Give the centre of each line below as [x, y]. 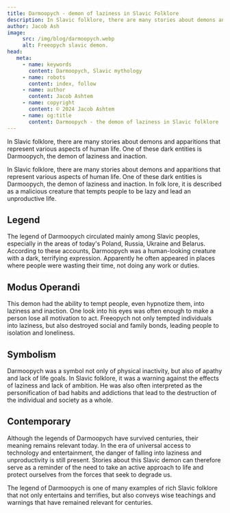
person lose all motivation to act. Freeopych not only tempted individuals [110, 318]
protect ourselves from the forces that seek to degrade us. [90, 475]
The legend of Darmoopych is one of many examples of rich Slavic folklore [112, 488]
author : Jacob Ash [33, 26]
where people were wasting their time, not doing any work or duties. [103, 265]
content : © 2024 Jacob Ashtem [72, 109]
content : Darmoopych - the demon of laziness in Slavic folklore [124, 122]
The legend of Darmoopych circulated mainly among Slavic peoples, [103, 237]
